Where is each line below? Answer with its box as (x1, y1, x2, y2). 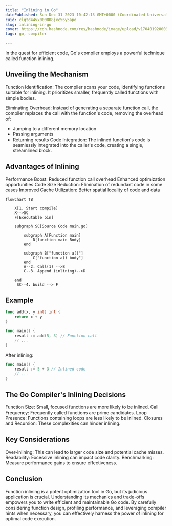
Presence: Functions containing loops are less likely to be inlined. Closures (5, 415, 163, 421)
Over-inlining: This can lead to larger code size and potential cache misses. (5, 449, 164, 455)
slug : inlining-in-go (5, 22, 52, 27)
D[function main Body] (32, 237, 81, 242)
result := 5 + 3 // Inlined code (14, 366, 86, 372)
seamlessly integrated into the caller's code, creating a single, (12, 142, 144, 148)
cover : (5, 27, 19, 32)
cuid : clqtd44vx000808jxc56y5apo (5, 17, 77, 22)
